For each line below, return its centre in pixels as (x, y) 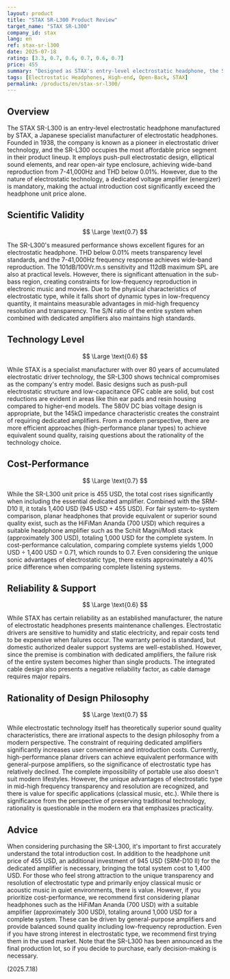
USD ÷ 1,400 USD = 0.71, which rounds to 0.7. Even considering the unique (113, 552)
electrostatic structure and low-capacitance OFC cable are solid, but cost (111, 391)
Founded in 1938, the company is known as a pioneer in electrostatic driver (113, 143)
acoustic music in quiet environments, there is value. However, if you (104, 890)
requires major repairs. (39, 676)
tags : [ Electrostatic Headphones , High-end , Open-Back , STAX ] (98, 77)
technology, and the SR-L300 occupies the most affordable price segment (112, 150)
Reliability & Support (52, 588)
